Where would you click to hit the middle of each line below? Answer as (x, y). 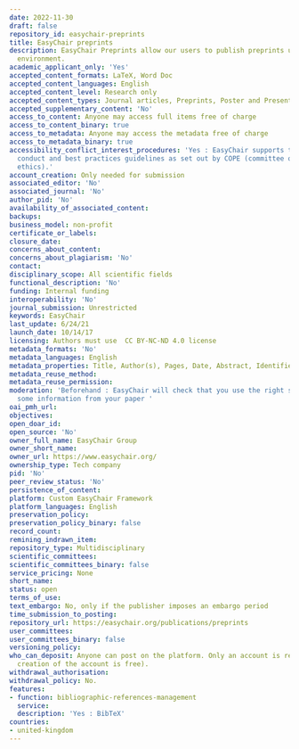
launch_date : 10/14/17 (51, 333)
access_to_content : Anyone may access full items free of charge (133, 117)
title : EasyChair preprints (61, 42)
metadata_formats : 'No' (53, 349)
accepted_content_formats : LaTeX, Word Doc (91, 76)
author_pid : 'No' (41, 200)
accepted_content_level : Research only (83, 92)
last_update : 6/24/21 (49, 325)
